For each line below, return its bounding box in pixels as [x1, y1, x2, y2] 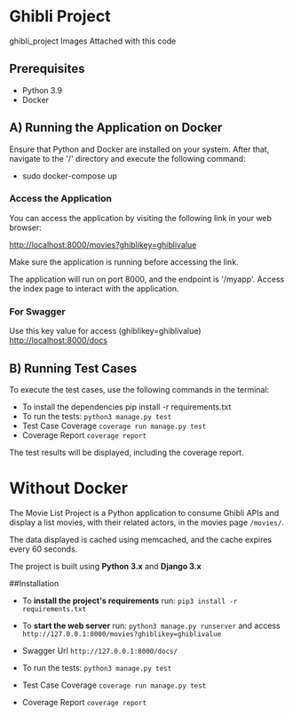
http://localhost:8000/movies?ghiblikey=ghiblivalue [9, 239, 197, 250]
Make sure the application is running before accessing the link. [9, 256, 239, 267]
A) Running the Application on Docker [9, 120, 223, 135]
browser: [9, 222, 43, 233]
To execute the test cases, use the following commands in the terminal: [9, 384, 270, 394]
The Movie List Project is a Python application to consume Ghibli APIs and [9, 507, 280, 518]
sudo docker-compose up [21, 171, 117, 181]
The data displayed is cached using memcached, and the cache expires [9, 534, 273, 545]
